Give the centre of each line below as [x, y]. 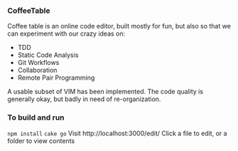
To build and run [36, 118]
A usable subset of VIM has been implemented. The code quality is [106, 92]
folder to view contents [41, 140]
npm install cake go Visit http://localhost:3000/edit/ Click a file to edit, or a [117, 133]
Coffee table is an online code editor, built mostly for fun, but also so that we [119, 26]
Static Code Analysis [48, 55]
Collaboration [37, 71]
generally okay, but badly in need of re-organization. [84, 99]
